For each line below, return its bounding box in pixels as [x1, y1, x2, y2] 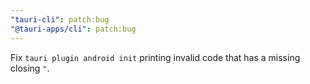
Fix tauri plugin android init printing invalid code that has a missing [10, 51, 301, 63]
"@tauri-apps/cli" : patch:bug [10, 24, 137, 34]
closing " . [10, 62, 50, 74]
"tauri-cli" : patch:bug [10, 14, 110, 25]
